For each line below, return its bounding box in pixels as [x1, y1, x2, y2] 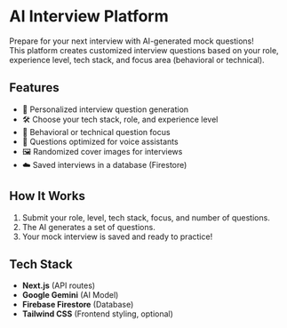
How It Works [9, 188, 86, 204]
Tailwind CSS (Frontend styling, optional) [21, 308, 173, 319]
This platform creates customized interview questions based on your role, [9, 44, 279, 55]
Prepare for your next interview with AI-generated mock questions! [9, 36, 255, 46]
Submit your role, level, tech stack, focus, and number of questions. [21, 212, 271, 223]
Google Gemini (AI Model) [21, 290, 119, 300]
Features [9, 80, 60, 95]
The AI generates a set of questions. [21, 221, 155, 232]
